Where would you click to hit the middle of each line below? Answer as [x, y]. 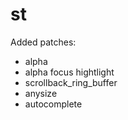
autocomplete [53, 104]
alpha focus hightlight [69, 72]
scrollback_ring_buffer [71, 82]
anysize [41, 93]
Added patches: [43, 42]
